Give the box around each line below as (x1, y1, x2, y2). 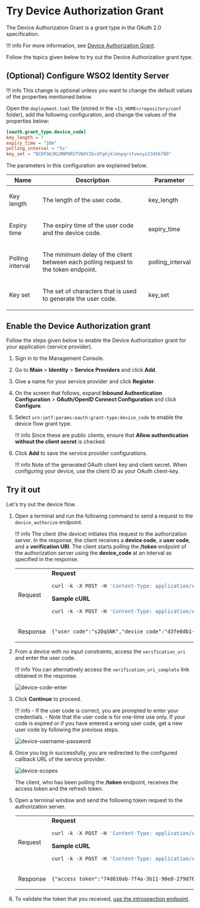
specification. (6, 30, 40, 37)
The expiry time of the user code (42, 221, 134, 230)
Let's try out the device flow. (6, 500, 76, 507)
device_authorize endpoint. (14, 518, 83, 525)
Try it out (6, 485, 40, 495)
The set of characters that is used (42, 287, 137, 295)
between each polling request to (42, 258, 133, 267)
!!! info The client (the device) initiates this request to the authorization (14, 530, 187, 537)
